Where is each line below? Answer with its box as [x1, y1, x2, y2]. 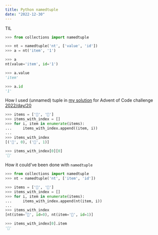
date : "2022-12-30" [5, 12, 45, 17]
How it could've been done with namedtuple [5, 162, 93, 168]
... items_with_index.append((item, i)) [5, 126, 98, 131]
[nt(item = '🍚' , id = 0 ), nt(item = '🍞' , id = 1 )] [5, 212, 94, 217]
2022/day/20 [5, 103, 32, 109]
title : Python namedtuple [5, 7, 58, 12]
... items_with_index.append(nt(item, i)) [5, 199, 102, 204]
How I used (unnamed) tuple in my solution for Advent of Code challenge [5, 97, 154, 103]
